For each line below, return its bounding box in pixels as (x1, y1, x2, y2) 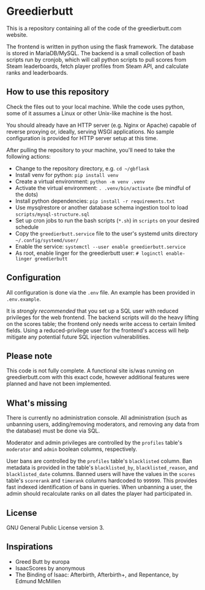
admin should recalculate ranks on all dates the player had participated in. (6, 490, 193, 497)
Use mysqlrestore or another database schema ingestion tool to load (15, 203, 188, 211)
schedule (15, 223, 39, 230)
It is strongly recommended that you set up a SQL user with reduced (6, 307, 179, 314)
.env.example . (6, 295, 41, 303)
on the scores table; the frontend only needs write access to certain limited (6, 320, 196, 327)
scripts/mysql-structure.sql (15, 211, 90, 217)
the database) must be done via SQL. (6, 427, 100, 434)
